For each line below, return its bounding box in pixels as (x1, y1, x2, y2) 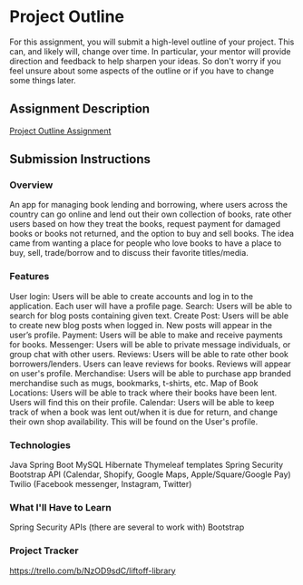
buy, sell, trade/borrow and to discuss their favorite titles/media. (9, 248, 249, 258)
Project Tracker (9, 544, 79, 557)
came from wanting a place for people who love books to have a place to (9, 238, 282, 249)
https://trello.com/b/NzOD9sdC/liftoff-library (9, 565, 176, 576)
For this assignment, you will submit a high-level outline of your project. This (9, 36, 295, 47)
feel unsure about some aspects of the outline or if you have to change (9, 65, 275, 76)
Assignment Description (9, 102, 151, 117)
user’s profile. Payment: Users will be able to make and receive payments (9, 329, 283, 340)
